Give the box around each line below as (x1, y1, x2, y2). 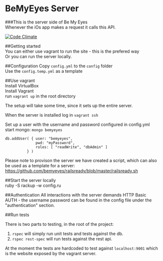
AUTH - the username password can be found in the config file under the (5, 197, 152, 203)
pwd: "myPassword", (36, 140, 75, 145)
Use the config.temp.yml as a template (5, 68, 83, 74)
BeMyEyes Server (5, 3, 79, 14)
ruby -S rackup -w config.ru (5, 182, 61, 188)
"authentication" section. (5, 202, 55, 208)
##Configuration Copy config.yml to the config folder (5, 63, 113, 69)
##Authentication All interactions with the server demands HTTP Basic (5, 192, 147, 198)
